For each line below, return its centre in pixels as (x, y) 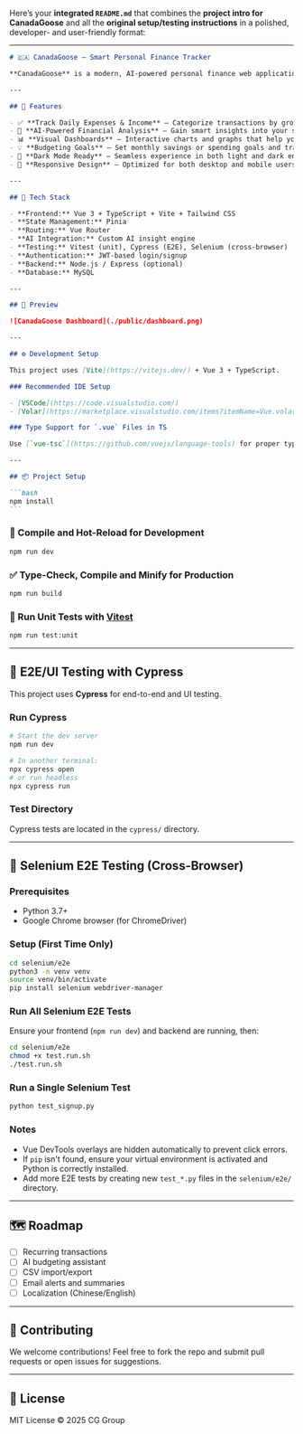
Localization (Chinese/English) (79, 1293)
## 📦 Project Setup (47, 476)
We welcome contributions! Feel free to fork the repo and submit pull (137, 1352)
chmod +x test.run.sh (50, 1056)
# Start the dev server (54, 736)
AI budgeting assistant (64, 1262)
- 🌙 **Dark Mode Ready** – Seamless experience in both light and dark (147, 156)
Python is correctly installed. (75, 1168)
